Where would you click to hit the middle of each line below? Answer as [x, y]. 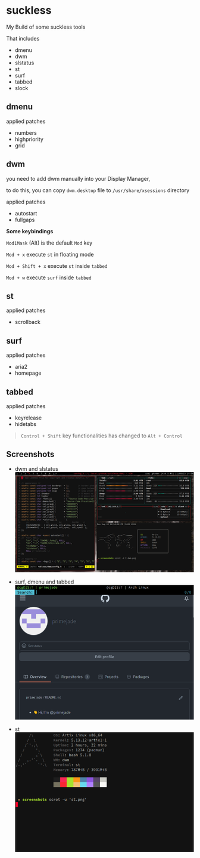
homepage [28, 373]
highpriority [29, 139]
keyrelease [28, 418]
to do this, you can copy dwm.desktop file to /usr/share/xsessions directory [98, 190]
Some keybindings [30, 231]
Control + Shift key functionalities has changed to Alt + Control [101, 436]
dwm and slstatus [36, 468]
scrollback [27, 322]
